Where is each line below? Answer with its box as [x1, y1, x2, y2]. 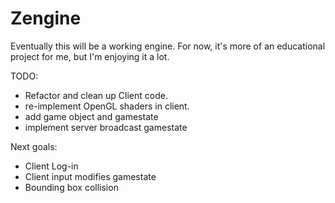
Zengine [10, 7, 82, 30]
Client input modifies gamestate [24, 170, 157, 182]
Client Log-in [24, 160, 79, 172]
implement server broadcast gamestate [24, 121, 188, 133]
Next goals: [10, 140, 58, 152]
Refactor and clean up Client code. [24, 89, 168, 101]
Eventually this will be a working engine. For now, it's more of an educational [10, 40, 326, 52]
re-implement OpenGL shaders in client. [24, 100, 190, 112]
